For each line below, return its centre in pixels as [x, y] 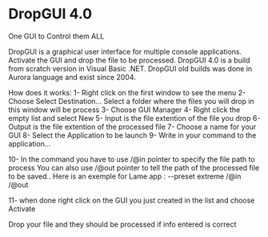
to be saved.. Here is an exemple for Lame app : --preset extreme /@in [125, 176]
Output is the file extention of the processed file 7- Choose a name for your [132, 127]
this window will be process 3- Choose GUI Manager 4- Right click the [124, 110]
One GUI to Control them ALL [56, 36]
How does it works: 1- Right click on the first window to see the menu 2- [127, 92]
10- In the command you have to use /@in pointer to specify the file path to [132, 159]
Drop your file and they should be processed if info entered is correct [122, 224]
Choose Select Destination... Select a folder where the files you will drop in [131, 101]
